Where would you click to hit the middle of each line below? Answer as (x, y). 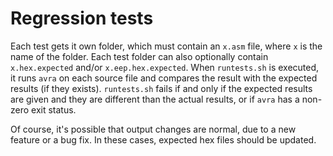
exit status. (54, 109)
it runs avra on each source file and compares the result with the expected (164, 78)
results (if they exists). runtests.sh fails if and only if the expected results (161, 88)
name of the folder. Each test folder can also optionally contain (139, 56)
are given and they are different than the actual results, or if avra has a (155, 99)
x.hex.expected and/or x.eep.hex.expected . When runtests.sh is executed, (165, 67)
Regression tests (82, 18)
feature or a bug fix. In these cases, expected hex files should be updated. (163, 139)
